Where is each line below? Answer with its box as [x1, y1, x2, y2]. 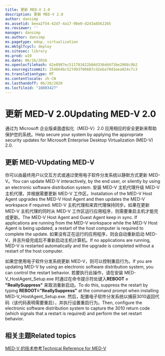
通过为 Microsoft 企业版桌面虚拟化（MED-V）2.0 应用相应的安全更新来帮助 [5, 126, 157, 132]
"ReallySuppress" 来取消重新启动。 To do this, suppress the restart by [5, 282, 148, 288]
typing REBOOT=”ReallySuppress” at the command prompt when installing [5, 288, 159, 294]
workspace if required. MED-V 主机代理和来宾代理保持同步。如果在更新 [5, 202, 150, 208]
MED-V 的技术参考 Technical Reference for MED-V [5, 346, 107, 352]
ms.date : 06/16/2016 [5, 58, 48, 63]
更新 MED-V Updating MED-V [5, 158, 95, 166]
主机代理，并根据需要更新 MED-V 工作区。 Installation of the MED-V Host [5, 191, 153, 197]
